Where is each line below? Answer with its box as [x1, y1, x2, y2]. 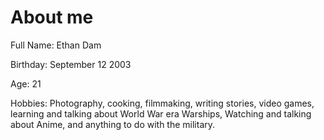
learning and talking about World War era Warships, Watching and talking [10, 107, 312, 120]
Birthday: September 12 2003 [10, 58, 132, 70]
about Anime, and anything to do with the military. [10, 118, 216, 130]
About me [10, 6, 94, 29]
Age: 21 [10, 77, 42, 90]
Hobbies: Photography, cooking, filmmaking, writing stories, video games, [10, 97, 315, 109]
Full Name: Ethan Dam [10, 39, 102, 51]
